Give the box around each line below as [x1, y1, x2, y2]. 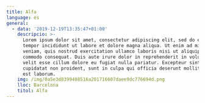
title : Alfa [6, 8, 37, 15]
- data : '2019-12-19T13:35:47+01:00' [12, 25, 108, 32]
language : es [6, 15, 40, 21]
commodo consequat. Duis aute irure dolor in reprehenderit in [22, 54, 187, 60]
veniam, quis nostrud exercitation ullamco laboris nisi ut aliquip [22, 48, 201, 55]
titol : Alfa [17, 88, 48, 94]
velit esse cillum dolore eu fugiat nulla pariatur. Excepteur [22, 59, 187, 65]
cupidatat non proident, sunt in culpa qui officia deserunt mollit [22, 65, 201, 71]
